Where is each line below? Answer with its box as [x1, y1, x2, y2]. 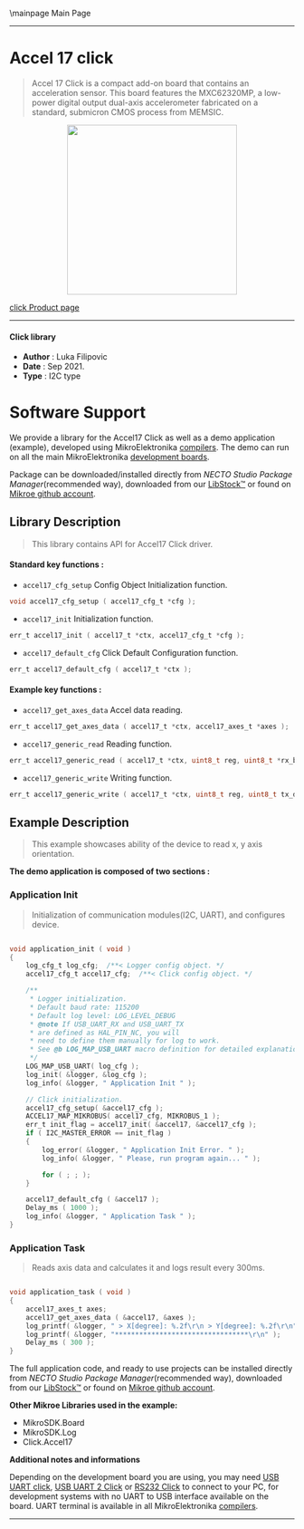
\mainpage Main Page [9, 8, 91, 18]
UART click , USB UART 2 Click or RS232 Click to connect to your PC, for [9, 1481, 279, 1493]
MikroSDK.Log [22, 1427, 77, 1438]
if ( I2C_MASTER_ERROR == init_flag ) [25, 1129, 172, 1138]
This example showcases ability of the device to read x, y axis [31, 839, 263, 850]
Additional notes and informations [9, 1454, 140, 1466]
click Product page [9, 302, 80, 313]
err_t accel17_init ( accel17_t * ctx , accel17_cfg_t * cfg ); [9, 630, 245, 639]
